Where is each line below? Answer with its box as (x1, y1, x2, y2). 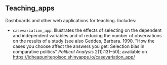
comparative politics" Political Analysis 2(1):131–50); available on (12, 48, 147, 54)
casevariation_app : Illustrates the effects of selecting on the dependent (12, 27, 162, 33)
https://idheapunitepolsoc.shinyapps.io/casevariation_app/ (12, 54, 135, 60)
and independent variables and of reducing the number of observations (12, 32, 162, 38)
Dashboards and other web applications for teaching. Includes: (5, 17, 137, 23)
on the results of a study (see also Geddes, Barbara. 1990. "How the (12, 38, 155, 44)
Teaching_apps (5, 4, 55, 13)
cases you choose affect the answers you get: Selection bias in (12, 43, 145, 49)
